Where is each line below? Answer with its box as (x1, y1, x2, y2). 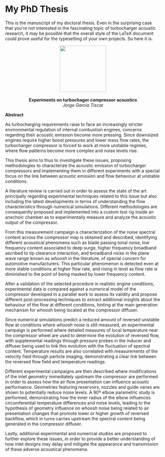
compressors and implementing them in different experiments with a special (5, 167, 160, 174)
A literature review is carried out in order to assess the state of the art (5, 188, 147, 194)
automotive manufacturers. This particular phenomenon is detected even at (5, 260, 159, 266)
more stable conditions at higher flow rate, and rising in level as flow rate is (5, 266, 158, 272)
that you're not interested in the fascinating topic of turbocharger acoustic (5, 25, 156, 31)
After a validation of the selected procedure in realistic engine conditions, (5, 281, 155, 287)
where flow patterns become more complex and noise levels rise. (5, 148, 138, 153)
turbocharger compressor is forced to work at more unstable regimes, (5, 142, 148, 148)
